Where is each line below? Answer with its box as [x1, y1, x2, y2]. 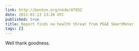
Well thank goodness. [5, 40, 50, 46]
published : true [5, 17, 39, 22]
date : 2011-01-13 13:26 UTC [5, 12, 64, 17]
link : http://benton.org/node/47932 [5, 7, 82, 13]
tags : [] [5, 26, 24, 31]
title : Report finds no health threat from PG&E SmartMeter [5, 21, 134, 27]
